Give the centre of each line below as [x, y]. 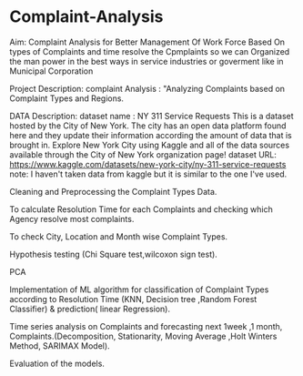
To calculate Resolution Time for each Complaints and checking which [141, 209]
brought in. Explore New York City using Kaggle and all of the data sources [149, 145]
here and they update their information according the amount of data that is [151, 135]
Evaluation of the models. [57, 363]
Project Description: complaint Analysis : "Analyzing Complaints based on [147, 88]
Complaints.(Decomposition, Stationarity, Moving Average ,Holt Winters [143, 336]
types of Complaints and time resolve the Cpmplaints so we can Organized [150, 51]
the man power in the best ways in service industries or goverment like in [146, 61]
